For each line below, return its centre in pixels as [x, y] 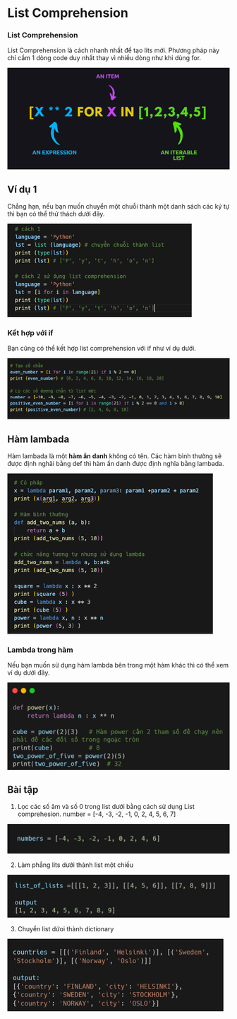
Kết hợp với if [30, 333]
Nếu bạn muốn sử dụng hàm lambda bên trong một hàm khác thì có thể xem [118, 665]
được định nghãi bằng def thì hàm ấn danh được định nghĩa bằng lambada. [116, 464]
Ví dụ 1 [22, 189]
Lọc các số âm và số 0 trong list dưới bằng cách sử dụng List [106, 807]
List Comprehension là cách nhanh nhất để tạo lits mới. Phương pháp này [114, 50]
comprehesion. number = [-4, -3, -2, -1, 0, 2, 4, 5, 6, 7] [97, 814]
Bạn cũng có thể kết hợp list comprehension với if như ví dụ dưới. [102, 349]
